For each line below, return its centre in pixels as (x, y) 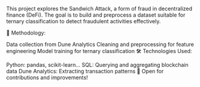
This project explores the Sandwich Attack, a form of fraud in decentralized (99, 9)
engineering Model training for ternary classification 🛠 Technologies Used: (99, 51)
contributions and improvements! (47, 77)
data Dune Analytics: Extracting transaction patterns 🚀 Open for (85, 71)
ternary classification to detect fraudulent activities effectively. (83, 21)
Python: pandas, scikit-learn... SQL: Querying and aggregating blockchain (97, 65)
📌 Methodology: (26, 33)
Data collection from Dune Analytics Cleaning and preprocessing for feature (100, 44)
